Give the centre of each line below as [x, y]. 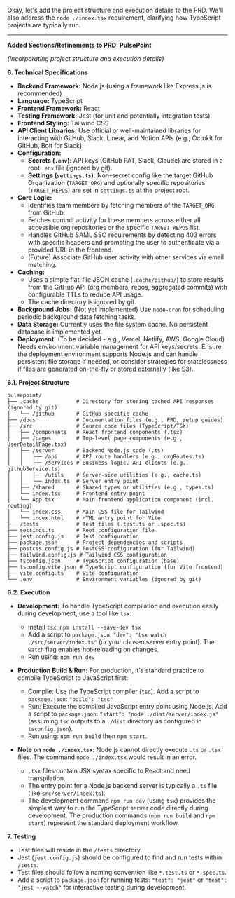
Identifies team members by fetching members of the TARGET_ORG [121, 205]
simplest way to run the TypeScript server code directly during [118, 808]
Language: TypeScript [50, 101]
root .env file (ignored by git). [70, 168]
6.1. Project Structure [38, 382]
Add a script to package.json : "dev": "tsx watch [97, 634]
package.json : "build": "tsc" [70, 699]
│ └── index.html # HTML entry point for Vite [84, 518]
